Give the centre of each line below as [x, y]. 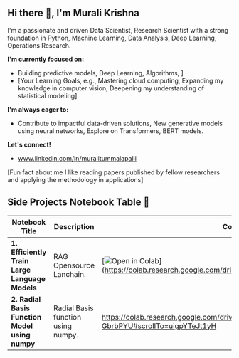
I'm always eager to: [38, 109]
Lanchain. [70, 274]
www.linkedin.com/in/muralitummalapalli [77, 158]
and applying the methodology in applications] [75, 179]
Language [28, 278]
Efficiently [29, 252]
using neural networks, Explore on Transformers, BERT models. [111, 131]
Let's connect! [29, 144]
